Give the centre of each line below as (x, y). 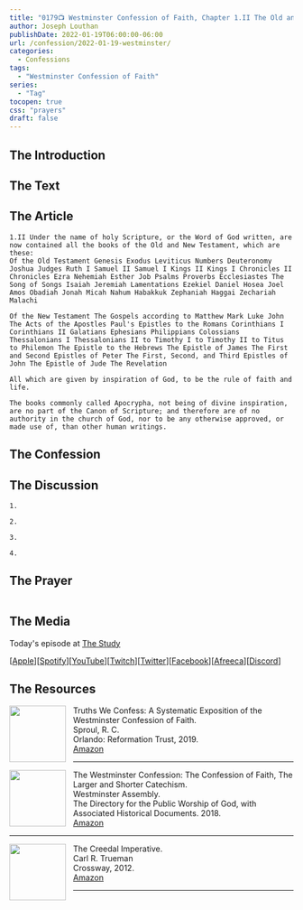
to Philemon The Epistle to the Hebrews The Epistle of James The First (149, 348)
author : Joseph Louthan (54, 26)
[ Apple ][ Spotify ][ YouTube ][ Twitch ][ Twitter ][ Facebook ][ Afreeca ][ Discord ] (145, 661)
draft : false (34, 118)
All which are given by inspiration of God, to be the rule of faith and (151, 379)
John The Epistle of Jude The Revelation (88, 363)
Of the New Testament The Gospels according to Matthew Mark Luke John (147, 316)
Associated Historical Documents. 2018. (147, 813)
